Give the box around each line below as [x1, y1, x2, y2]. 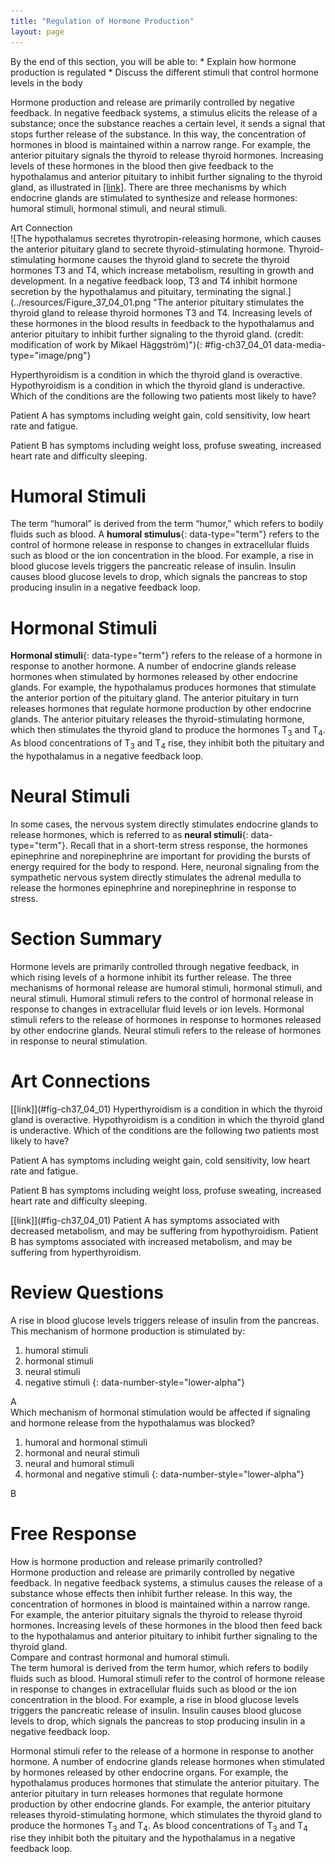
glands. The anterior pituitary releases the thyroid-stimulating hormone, [10, 713, 305, 725]
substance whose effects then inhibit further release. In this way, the [10, 1587, 293, 1599]
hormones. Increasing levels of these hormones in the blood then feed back [10, 1619, 323, 1631]
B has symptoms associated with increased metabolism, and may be [10, 1235, 293, 1247]
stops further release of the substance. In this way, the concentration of [10, 128, 307, 140]
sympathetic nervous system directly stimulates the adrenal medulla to [10, 871, 302, 883]
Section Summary [10, 928, 163, 950]
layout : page [10, 26, 65, 37]
